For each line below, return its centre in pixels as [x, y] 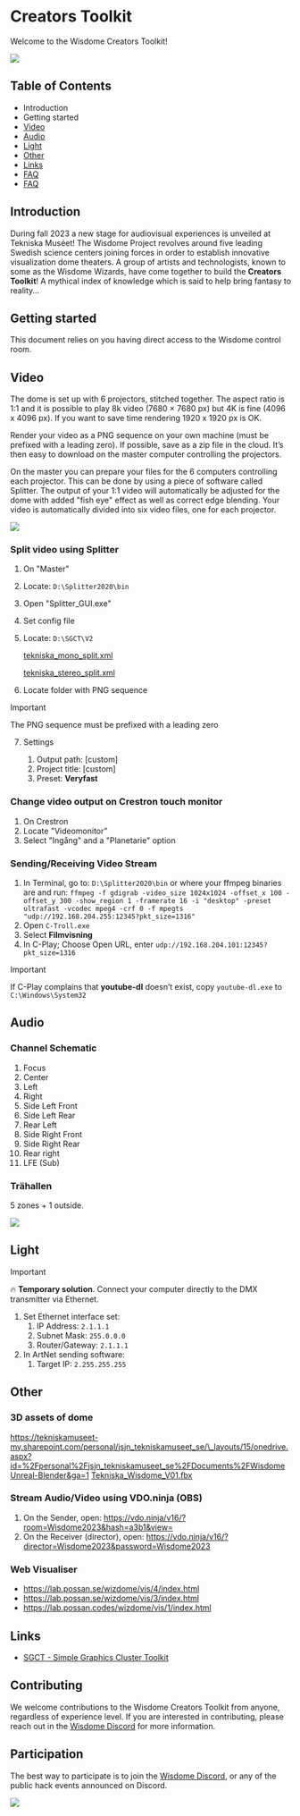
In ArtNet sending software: [74, 1354]
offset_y [39, 901]
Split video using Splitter [65, 550]
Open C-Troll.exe [56, 925]
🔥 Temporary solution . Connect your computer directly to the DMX [134, 1288]
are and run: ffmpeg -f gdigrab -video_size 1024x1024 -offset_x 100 [152, 892]
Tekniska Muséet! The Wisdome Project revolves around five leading [136, 242]
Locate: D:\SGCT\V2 [58, 638]
